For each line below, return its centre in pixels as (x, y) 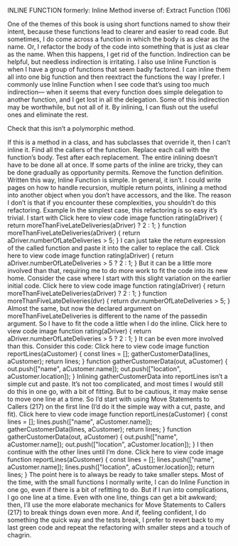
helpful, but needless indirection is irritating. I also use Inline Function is (112, 62)
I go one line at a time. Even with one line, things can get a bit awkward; (112, 497)
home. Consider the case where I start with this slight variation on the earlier (119, 278)
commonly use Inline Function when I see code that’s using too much (108, 84)
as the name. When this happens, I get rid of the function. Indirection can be (119, 54)
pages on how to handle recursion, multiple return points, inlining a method (117, 187)
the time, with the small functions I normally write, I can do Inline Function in (118, 482)
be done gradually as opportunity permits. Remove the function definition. (115, 172)
